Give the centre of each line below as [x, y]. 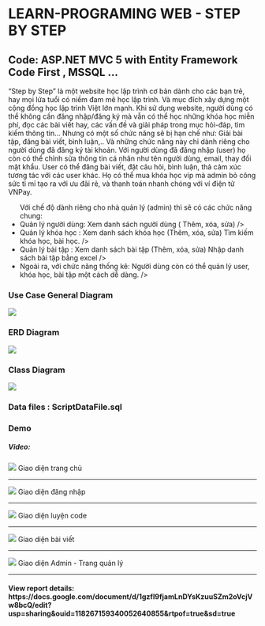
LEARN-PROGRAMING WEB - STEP [124, 14]
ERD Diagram [34, 332]
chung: [31, 216]
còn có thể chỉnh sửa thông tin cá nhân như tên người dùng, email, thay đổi [130, 158]
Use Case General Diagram [61, 295]
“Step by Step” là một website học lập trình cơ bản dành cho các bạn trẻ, [127, 91]
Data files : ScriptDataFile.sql [65, 407]
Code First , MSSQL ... [63, 72]
